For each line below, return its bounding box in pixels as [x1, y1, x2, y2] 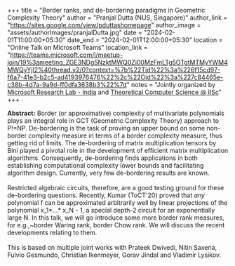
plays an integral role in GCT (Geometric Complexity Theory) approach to [7, 117, 220, 125]
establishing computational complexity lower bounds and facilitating [7, 161, 204, 169]
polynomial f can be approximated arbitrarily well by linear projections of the [7, 199, 228, 206]
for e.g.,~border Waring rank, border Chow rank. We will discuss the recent [7, 221, 225, 229]
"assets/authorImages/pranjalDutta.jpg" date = [7, 28, 142, 36]
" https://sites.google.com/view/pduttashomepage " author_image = [7, 21, 201, 29]
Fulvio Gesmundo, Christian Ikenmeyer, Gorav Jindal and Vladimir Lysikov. [7, 251, 222, 259]
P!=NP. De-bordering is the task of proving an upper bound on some [7, 124, 206, 132]
